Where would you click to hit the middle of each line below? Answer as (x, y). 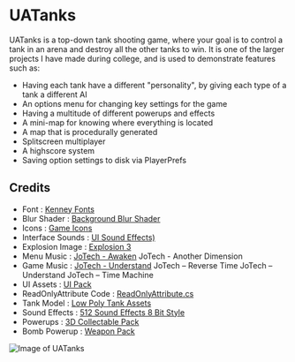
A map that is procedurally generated (90, 132)
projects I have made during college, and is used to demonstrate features (143, 58)
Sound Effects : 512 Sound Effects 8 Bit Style (103, 312)
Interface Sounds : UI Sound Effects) (89, 237)
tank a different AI (54, 94)
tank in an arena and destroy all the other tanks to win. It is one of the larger (147, 49)
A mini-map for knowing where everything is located (117, 122)
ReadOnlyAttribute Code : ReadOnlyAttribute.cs (108, 293)
